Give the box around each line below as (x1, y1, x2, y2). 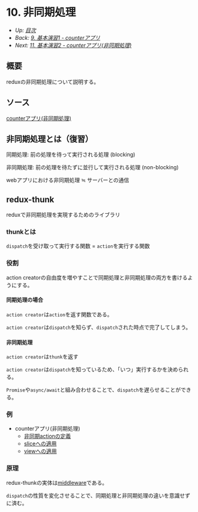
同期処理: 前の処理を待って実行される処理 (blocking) (6, 151, 136, 158)
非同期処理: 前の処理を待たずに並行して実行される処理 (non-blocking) (6, 164, 179, 171)
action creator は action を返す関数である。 (6, 311, 113, 318)
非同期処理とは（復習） (6, 134, 93, 144)
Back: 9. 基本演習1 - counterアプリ (14, 34, 101, 41)
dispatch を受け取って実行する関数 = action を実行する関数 (6, 242, 150, 250)
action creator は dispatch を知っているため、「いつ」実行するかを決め (6, 366, 178, 373)
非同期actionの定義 (23, 432, 71, 440)
